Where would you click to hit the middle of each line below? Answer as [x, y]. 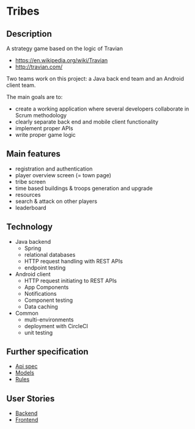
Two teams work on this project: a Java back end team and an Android [95, 79]
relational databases [50, 254]
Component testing [49, 300]
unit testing [39, 332]
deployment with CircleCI [56, 326]
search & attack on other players [56, 201]
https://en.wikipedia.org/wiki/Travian [61, 60]
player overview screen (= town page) [63, 175]
